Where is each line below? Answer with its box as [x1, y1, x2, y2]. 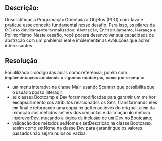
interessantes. [5, 42, 33, 48]
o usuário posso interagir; [12, 89, 64, 95]
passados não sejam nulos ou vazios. [12, 130, 87, 136]
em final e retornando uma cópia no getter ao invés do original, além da [12, 104, 155, 110]
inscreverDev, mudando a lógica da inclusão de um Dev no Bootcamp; [12, 115, 153, 121]
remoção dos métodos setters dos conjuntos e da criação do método [12, 110, 150, 115]
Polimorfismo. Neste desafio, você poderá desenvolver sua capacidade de [5, 32, 154, 38]
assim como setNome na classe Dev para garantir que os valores [12, 125, 142, 131]
